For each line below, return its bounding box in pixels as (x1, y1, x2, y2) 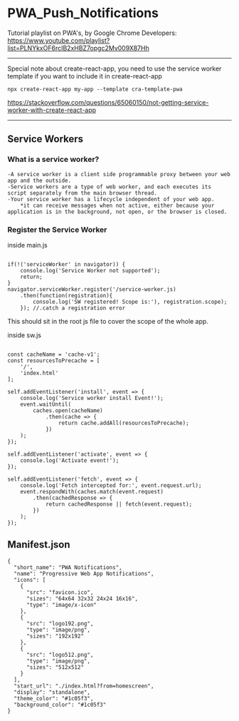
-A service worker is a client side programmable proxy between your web (7, 170, 231, 178)
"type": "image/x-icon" (26, 601, 97, 608)
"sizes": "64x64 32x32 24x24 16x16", (26, 595, 139, 602)
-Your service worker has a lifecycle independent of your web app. (7, 195, 215, 203)
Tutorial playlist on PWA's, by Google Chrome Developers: (7, 29, 177, 37)
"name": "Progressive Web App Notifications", (14, 570, 154, 577)
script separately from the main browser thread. (7, 189, 158, 197)
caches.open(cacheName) (33, 406, 103, 414)
